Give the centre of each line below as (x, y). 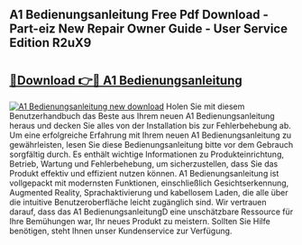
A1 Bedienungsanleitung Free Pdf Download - (139, 15)
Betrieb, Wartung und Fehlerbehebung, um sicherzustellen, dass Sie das (144, 164)
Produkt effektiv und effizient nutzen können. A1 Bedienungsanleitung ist (144, 173)
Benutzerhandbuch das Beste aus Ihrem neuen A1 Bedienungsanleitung (142, 116)
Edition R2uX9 (50, 43)
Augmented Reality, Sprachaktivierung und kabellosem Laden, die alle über (149, 192)
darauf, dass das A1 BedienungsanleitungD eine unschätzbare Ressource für (151, 212)
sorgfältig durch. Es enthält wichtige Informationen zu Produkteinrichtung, (147, 154)
